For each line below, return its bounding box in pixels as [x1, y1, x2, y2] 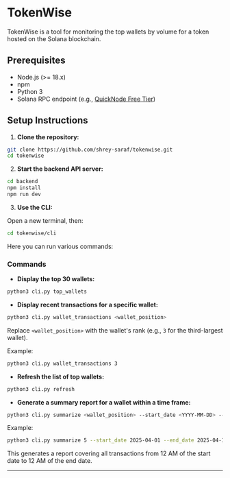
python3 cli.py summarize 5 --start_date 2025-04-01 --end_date [7, 437, 194, 444]
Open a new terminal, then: [7, 216, 84, 224]
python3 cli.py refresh [7, 385, 75, 392]
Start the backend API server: [16, 165, 104, 173]
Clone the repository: [16, 132, 79, 141]
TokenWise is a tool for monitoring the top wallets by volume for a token [7, 27, 209, 36]
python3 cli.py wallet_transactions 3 [7, 360, 118, 367]
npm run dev [7, 191, 41, 198]
